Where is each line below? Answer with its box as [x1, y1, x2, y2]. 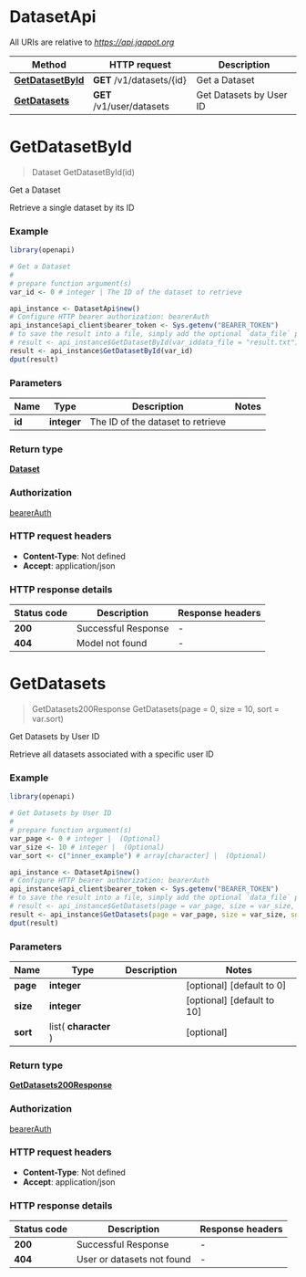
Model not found [76, 637, 148, 650]
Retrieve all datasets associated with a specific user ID [9, 748, 214, 759]
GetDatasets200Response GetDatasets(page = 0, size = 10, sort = [31, 704, 280, 715]
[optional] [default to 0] [185, 979, 287, 991]
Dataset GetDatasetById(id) [31, 166, 135, 177]
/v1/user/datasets [92, 99, 170, 112]
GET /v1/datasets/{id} [92, 73, 187, 86]
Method [31, 58, 66, 70]
